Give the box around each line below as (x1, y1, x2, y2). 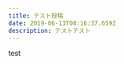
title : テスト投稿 (8, 11, 64, 20)
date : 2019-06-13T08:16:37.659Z (8, 19, 116, 27)
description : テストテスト (8, 26, 91, 34)
